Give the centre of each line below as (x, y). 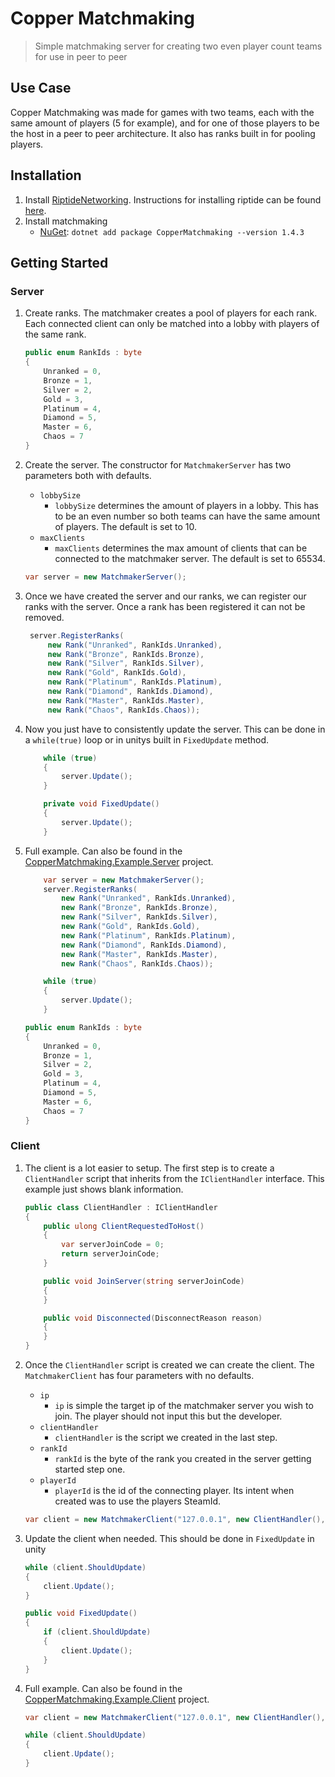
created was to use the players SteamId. (138, 1501)
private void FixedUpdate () (101, 804)
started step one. (90, 1469)
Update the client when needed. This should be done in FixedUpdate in (169, 1538)
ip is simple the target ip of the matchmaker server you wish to (184, 1406)
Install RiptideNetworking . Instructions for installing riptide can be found (173, 199)
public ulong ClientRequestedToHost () (124, 1226)
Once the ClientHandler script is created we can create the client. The (169, 1365)
